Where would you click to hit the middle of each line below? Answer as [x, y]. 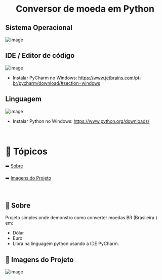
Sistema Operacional [39, 28]
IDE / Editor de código [40, 56]
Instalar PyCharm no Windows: [45, 78]
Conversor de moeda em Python [85, 9]
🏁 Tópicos [27, 151]
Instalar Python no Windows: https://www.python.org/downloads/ [81, 121]
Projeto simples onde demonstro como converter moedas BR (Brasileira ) [82, 218]
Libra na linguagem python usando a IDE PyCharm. [66, 243]
